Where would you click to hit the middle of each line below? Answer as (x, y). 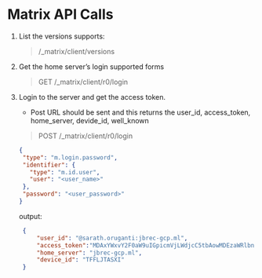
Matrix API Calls (60, 15)
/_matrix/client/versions (76, 51)
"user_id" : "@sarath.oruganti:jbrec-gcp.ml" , (112, 238)
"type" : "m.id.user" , (65, 172)
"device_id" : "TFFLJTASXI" (80, 260)
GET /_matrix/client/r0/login (83, 82)
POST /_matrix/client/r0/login (86, 136)
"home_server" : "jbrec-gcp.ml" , (89, 253)
